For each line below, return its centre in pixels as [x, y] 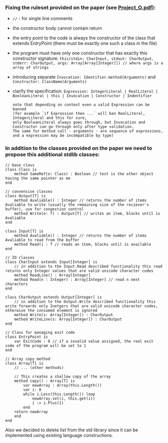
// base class [20, 165]
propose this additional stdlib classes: [53, 155]
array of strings [31, 68]
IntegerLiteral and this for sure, [50, 118]
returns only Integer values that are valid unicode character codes [79, 271]
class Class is [21, 169]
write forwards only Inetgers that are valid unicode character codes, [81, 306]
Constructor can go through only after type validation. [73, 127]
